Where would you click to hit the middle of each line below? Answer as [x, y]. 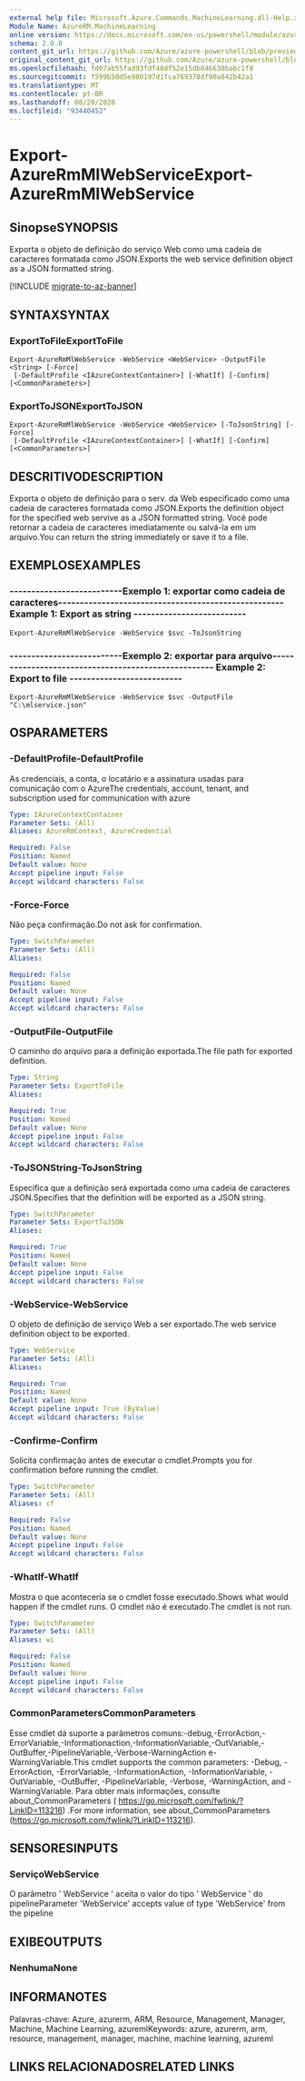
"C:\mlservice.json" [49, 705]
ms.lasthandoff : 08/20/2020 [63, 102]
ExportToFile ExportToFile [67, 340]
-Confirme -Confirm [54, 1440]
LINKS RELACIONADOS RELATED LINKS [122, 2067]
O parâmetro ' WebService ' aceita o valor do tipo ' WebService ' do [136, 1894]
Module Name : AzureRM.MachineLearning [83, 26]
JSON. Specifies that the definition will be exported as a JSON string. [138, 1197]
